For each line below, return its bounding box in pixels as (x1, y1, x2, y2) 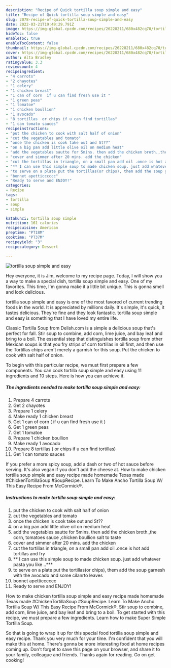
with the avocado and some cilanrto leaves (13, 572, 103, 579)
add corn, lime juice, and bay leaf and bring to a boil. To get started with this (6, 609, 165, 615)
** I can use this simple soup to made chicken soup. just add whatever (13, 556, 161, 562)
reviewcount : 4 (6, 64, 38, 69)
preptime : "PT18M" (6, 230, 45, 235)
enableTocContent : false (6, 41, 58, 46)
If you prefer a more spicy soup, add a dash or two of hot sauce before (6, 461, 154, 467)
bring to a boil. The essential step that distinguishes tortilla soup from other (6, 336, 163, 342)
